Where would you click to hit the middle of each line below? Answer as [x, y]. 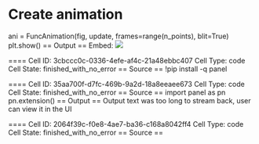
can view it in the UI [40, 109]
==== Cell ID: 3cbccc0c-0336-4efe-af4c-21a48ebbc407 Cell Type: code [127, 60]
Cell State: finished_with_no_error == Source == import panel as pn [117, 92]
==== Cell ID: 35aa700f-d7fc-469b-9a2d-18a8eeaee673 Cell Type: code [126, 84]
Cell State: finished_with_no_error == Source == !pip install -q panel [118, 69]
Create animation [66, 14]
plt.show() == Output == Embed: [61, 45]
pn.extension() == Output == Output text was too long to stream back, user [129, 100]
